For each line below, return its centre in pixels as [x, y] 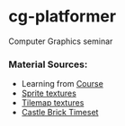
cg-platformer [62, 17]
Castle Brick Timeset [60, 113]
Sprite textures [49, 93]
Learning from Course [62, 84]
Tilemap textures [53, 103]
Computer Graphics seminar [61, 41]
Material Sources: [48, 64]
